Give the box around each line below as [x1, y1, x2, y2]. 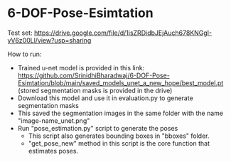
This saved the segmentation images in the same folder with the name [17, 109, 224, 117]
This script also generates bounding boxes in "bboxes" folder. [28, 131, 210, 140]
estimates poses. [28, 146, 79, 155]
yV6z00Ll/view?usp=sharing [7, 36, 92, 44]
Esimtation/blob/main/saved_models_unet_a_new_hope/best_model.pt [17, 78, 224, 87]
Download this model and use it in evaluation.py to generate [17, 94, 193, 102]
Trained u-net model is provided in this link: [17, 63, 145, 72]
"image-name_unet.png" [17, 116, 90, 125]
